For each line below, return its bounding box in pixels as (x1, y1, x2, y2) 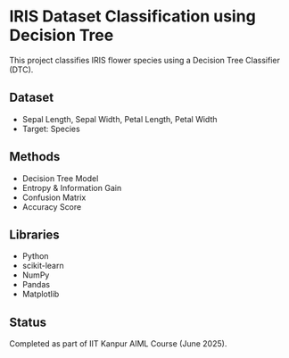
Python (21, 251, 49, 262)
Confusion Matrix (21, 192, 87, 203)
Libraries (9, 227, 60, 242)
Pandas (21, 279, 51, 290)
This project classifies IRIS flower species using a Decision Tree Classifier (9, 54, 281, 65)
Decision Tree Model (21, 172, 99, 184)
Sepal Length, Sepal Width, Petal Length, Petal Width (21, 113, 218, 124)
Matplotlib (21, 288, 60, 300)
